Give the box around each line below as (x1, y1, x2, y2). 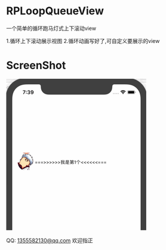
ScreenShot (6, 58, 66, 72)
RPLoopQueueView (6, 4, 104, 18)
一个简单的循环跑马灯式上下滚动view (6, 24, 97, 32)
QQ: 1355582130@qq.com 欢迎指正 (6, 237, 94, 244)
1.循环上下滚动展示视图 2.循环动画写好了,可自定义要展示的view (6, 37, 160, 44)
